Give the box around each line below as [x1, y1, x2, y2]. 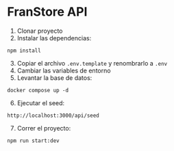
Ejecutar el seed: [16, 98, 65, 107]
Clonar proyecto [16, 27, 63, 35]
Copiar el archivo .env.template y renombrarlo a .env [16, 59, 168, 67]
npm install [7, 47, 41, 54]
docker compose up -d [7, 87, 69, 94]
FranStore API [7, 4, 88, 20]
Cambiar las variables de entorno [16, 66, 111, 74]
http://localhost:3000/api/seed [7, 112, 99, 119]
